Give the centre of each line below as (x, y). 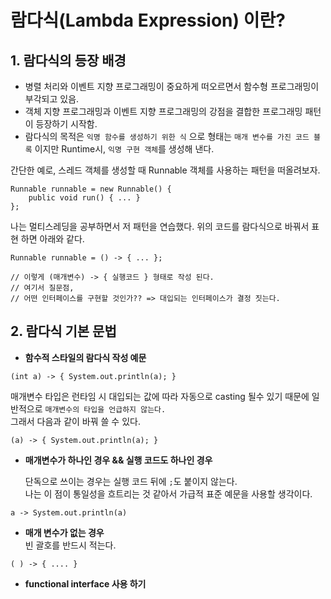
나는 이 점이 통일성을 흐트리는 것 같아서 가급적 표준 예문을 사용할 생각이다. (168, 493)
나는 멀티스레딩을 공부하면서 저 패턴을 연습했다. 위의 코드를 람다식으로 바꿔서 (160, 226)
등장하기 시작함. (66, 124)
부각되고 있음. (52, 99)
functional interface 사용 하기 (85, 583)
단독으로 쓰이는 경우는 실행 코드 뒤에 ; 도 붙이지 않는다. (131, 481)
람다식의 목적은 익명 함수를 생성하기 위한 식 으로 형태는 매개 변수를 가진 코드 (167, 136)
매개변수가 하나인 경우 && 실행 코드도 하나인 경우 (118, 460)
